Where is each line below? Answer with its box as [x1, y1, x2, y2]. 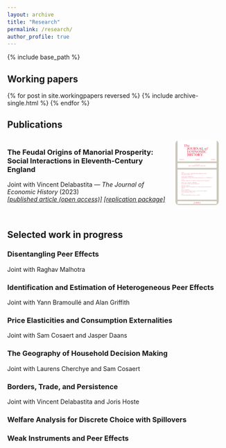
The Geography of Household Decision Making [7, 349, 168, 359]
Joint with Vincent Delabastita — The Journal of [7, 180, 144, 189]
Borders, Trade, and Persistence [7, 381, 119, 391]
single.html [7, 99, 39, 107]
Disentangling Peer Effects [7, 250, 99, 259]
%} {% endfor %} [40, 99, 90, 107]
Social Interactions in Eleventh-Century [7, 156, 144, 166]
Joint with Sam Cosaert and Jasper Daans [7, 331, 128, 340]
